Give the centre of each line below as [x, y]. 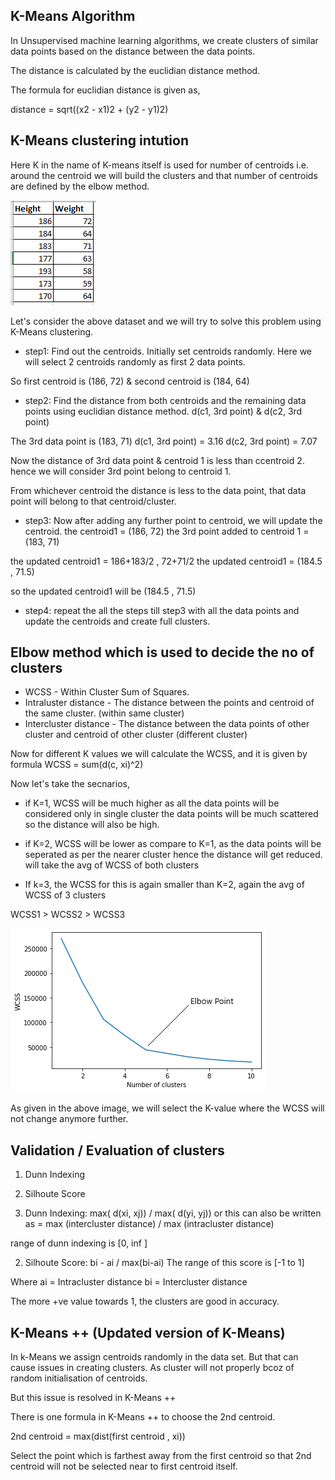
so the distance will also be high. [92, 825]
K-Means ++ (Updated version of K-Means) [148, 1332]
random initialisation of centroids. [79, 1378]
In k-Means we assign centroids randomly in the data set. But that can [154, 1357]
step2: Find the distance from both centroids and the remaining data [165, 400]
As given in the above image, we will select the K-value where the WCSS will [167, 1108]
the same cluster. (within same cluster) [104, 713]
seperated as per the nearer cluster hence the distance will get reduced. [173, 855]
